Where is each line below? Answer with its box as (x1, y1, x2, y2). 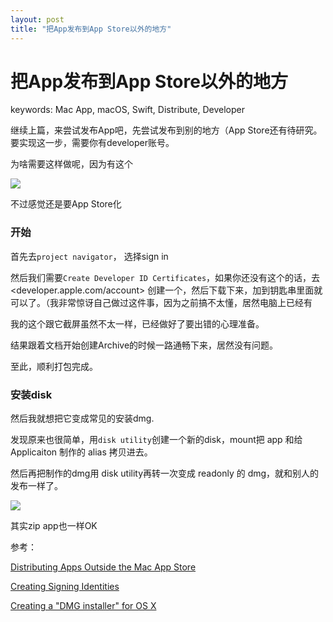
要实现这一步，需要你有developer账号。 (10, 137, 175, 149)
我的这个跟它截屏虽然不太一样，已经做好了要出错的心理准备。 (10, 317, 265, 330)
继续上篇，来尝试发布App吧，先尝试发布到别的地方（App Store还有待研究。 (10, 124, 323, 136)
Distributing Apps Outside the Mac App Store (10, 561, 197, 573)
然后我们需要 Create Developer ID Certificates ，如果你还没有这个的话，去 (10, 271, 321, 283)
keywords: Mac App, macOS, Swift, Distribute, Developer (10, 104, 246, 116)
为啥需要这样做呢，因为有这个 (10, 158, 133, 170)
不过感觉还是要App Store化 (10, 198, 122, 210)
